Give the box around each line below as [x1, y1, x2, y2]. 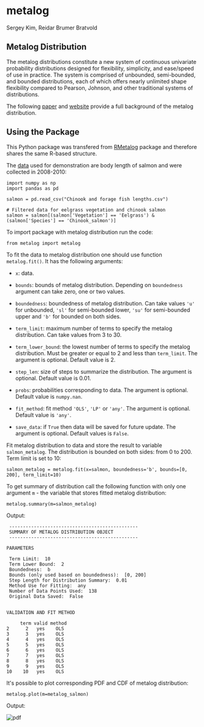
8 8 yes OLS [6, 658, 64, 664]
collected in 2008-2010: [6, 168, 67, 175]
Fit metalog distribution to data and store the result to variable [6, 441, 162, 448]
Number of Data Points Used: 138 [9, 588, 97, 594]
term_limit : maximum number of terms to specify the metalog [15, 325, 173, 332]
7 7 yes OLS [6, 652, 64, 658]
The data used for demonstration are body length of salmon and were [6, 161, 183, 169]
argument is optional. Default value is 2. [15, 356, 116, 363]
